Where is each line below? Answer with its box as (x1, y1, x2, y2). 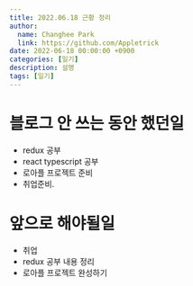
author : (9, 22, 39, 31)
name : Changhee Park (17, 30, 95, 39)
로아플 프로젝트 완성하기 (22, 267, 108, 278)
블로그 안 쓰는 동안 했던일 (9, 113, 185, 133)
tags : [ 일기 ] (9, 72, 55, 81)
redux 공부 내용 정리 (22, 255, 95, 266)
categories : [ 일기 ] (9, 55, 79, 64)
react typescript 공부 (22, 156, 99, 166)
